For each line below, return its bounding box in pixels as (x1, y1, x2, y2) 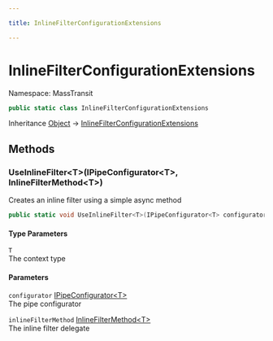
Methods (8, 142, 55, 155)
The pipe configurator (8, 299, 82, 309)
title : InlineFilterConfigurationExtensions (8, 19, 162, 27)
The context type (8, 254, 67, 264)
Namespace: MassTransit (8, 88, 93, 98)
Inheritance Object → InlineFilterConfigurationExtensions (8, 119, 199, 129)
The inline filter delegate (8, 323, 90, 334)
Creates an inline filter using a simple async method (8, 195, 182, 205)
